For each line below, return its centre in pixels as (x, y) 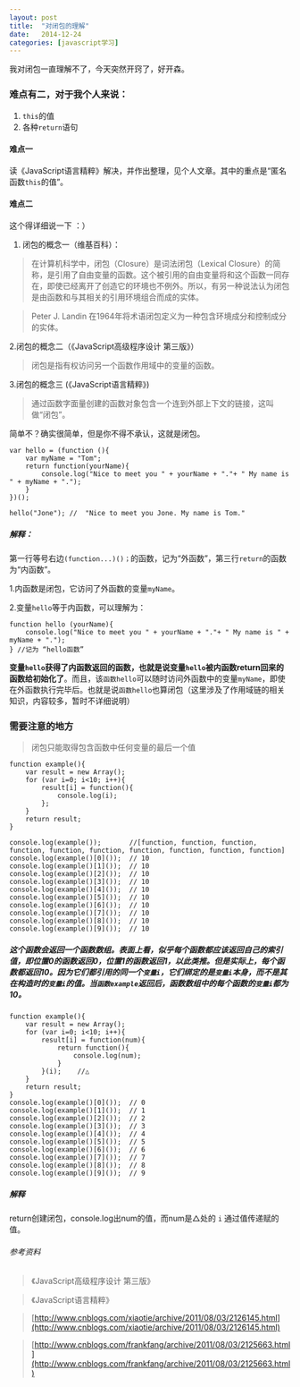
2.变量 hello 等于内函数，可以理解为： (78, 607)
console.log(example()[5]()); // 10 (79, 898)
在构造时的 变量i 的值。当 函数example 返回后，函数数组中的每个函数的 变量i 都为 (149, 983)
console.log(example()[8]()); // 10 (79, 921)
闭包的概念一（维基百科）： (71, 244)
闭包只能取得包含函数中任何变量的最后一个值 (113, 747)
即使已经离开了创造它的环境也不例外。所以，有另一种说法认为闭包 (168, 285)
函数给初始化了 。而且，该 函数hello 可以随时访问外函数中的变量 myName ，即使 (147, 678)
